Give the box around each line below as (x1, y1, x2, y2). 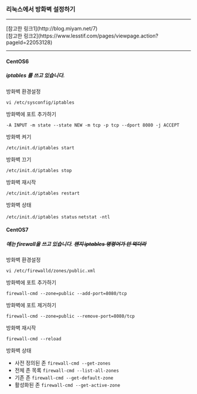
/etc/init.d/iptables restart (6, 190, 80, 196)
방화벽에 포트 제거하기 (6, 302, 57, 309)
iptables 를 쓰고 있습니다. (6, 72, 65, 79)
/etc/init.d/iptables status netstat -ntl (6, 214, 110, 220)
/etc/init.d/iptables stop (6, 167, 72, 173)
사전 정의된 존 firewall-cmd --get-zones (14, 359, 111, 366)
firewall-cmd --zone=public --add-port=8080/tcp (6, 291, 127, 297)
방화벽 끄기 (6, 156, 32, 163)
